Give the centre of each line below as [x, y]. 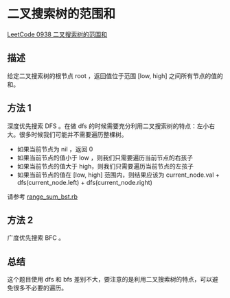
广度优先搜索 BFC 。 [36, 238]
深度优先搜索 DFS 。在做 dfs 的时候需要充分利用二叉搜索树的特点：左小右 [111, 126]
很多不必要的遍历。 [40, 288]
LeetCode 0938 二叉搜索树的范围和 [57, 34]
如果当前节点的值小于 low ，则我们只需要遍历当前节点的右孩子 [105, 158]
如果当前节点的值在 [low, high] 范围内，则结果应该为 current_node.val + [118, 175]
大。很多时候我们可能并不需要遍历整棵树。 [67, 134]
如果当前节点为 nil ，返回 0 [55, 149]
